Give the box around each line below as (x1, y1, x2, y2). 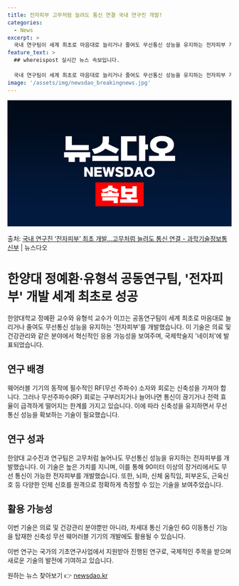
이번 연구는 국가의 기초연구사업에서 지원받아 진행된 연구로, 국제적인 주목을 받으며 (7, 548, 232, 556)
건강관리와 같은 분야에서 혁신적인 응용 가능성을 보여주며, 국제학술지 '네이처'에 (7, 331, 222, 340)
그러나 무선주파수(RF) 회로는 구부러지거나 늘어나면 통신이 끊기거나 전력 (22, 392, 219, 401)
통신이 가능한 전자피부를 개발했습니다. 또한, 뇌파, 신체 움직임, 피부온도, (14, 471, 210, 480)
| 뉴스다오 (20, 243, 48, 252)
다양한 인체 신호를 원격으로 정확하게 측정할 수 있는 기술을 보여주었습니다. (22, 480, 224, 488)
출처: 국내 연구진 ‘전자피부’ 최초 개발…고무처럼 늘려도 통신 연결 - (7, 235, 186, 242)
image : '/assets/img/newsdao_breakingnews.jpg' (7, 79, 152, 86)
